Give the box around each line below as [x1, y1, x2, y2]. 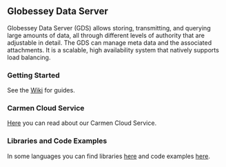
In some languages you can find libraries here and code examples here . [7, 152, 211, 160]
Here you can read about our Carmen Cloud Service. [7, 119, 157, 127]
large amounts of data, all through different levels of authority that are [7, 31, 205, 39]
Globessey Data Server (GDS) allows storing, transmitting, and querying [7, 23, 212, 32]
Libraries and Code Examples [7, 136, 107, 146]
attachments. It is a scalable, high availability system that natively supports [7, 46, 219, 54]
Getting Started [7, 70, 60, 80]
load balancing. [7, 53, 51, 61]
